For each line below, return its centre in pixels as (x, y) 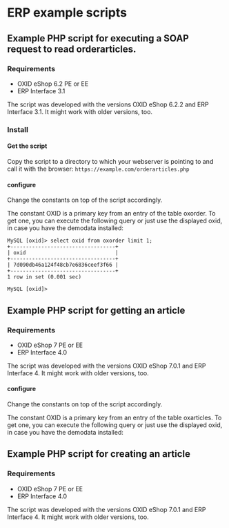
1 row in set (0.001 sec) (44, 277)
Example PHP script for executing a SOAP (98, 38)
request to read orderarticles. (72, 49)
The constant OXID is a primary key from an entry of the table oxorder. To (111, 214)
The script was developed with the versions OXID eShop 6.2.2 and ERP (108, 104)
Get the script (27, 146)
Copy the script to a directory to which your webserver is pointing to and (110, 161)
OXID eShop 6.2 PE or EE (53, 84)
